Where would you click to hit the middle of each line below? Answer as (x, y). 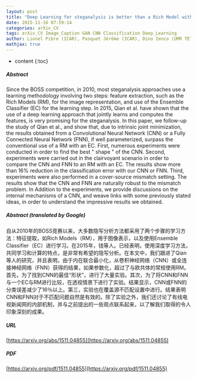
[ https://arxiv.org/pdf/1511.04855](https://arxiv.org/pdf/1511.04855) (87, 369)
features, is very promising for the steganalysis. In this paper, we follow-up (96, 121)
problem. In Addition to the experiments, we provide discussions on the (92, 189)
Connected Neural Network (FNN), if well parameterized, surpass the (90, 139)
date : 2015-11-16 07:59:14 (39, 22)
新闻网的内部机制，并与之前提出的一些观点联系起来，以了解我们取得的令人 (101, 304)
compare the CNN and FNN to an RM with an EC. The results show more (93, 164)
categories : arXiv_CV (33, 28)
